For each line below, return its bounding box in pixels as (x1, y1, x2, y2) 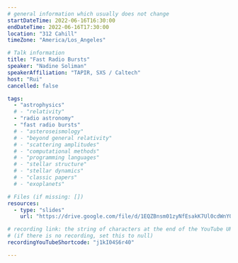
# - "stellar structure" (13, 160, 87, 168)
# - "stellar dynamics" (13, 168, 84, 175)
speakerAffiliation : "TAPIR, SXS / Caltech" (7, 69, 141, 76)
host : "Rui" (7, 76, 42, 83)
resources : (7, 199, 40, 207)
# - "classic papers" (13, 174, 78, 181)
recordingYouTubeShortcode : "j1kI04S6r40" (7, 239, 135, 246)
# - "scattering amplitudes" (13, 141, 100, 148)
